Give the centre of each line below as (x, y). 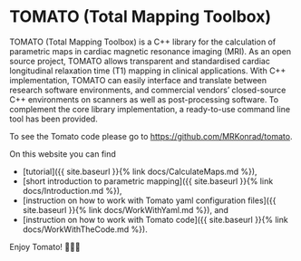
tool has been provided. (53, 119)
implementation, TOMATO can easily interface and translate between (138, 80)
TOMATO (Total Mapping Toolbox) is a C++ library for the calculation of (143, 42)
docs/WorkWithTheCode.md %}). (85, 229)
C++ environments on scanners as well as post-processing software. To (144, 99)
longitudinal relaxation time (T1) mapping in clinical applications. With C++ (148, 71)
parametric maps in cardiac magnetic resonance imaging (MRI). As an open (150, 51)
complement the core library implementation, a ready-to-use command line (150, 109)
